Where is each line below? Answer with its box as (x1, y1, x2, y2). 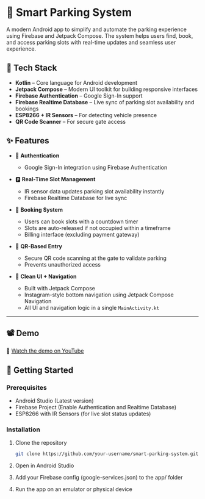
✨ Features (6, 135, 49, 146)
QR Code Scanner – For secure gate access (15, 118, 126, 125)
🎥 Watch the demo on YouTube (6, 347, 84, 354)
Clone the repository (15, 439, 67, 447)
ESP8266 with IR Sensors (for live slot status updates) (15, 410, 151, 417)
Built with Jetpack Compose (24, 284, 96, 292)
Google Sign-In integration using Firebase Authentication (24, 163, 168, 171)
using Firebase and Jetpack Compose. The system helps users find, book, (6, 32, 193, 39)
